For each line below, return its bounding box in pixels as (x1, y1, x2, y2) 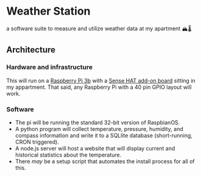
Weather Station (6, 4, 91, 18)
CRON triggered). (15, 138, 59, 146)
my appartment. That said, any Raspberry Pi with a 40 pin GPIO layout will (6, 83, 192, 91)
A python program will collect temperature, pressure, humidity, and (15, 125, 184, 132)
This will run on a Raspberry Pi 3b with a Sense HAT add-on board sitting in (6, 77, 196, 84)
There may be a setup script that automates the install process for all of (15, 157, 195, 165)
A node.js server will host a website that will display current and (15, 144, 175, 152)
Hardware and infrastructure (6, 63, 93, 71)
